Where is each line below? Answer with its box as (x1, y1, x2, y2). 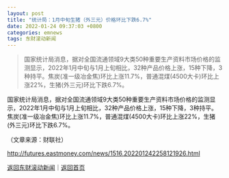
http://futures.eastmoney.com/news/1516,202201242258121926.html (7, 149, 200, 157)
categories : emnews (7, 29, 63, 36)
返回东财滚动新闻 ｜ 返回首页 (7, 164, 85, 172)
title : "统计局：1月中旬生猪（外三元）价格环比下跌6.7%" (7, 16, 152, 23)
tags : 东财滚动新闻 (7, 36, 57, 42)
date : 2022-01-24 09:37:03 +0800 (7, 23, 103, 29)
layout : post (7, 10, 44, 17)
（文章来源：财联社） (7, 136, 67, 144)
